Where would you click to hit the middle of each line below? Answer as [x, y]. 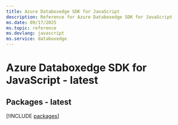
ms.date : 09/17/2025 [32, 22]
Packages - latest [39, 102]
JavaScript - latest [52, 80]
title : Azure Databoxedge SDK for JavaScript [63, 11]
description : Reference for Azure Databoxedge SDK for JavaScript [89, 17]
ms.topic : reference [32, 28]
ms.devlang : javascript [35, 33]
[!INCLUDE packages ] [33, 116]
